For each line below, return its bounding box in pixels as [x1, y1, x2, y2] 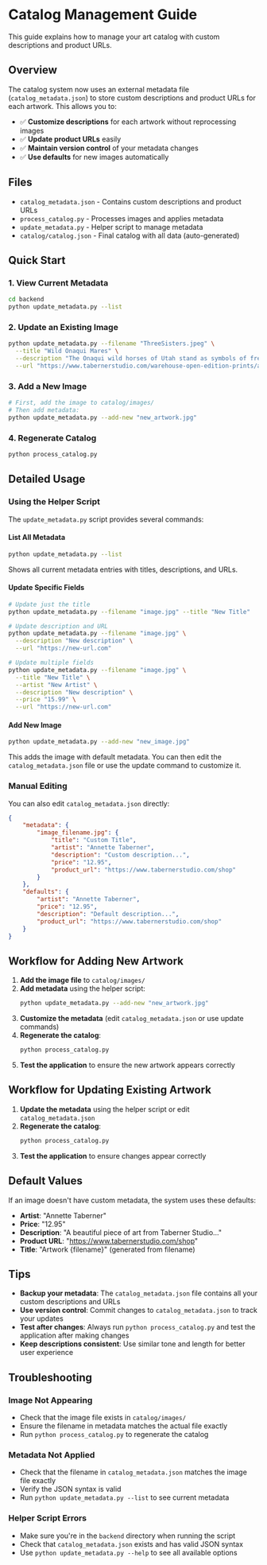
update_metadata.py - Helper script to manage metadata [19, 222, 203, 231]
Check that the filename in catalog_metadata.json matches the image [19, 1467, 248, 1477]
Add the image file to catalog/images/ [19, 976, 145, 985]
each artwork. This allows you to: [8, 101, 117, 111]
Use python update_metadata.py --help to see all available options [19, 1548, 238, 1557]
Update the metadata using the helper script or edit [19, 1104, 190, 1114]
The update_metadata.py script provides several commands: [8, 515, 204, 524]
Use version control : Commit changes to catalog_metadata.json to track [19, 1306, 258, 1315]
